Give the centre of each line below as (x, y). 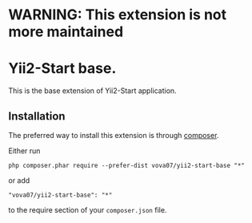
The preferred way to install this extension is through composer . (114, 135)
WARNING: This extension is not (118, 15)
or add (19, 180)
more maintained (66, 32)
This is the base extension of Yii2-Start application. (93, 91)
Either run (24, 151)
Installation (37, 116)
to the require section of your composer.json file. (88, 209)
